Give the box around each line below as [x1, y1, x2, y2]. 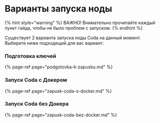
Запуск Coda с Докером [5, 76, 67, 83]
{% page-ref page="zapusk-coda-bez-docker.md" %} [5, 111, 117, 118]
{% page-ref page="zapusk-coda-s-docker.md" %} [5, 88, 112, 94]
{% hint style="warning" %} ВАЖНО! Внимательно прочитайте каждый [5, 20, 156, 26]
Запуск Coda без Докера [5, 100, 69, 107]
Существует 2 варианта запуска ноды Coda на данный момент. [5, 35, 141, 41]
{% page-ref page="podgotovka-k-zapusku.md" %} [5, 64, 113, 70]
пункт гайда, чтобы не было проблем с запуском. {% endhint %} [5, 25, 143, 31]
